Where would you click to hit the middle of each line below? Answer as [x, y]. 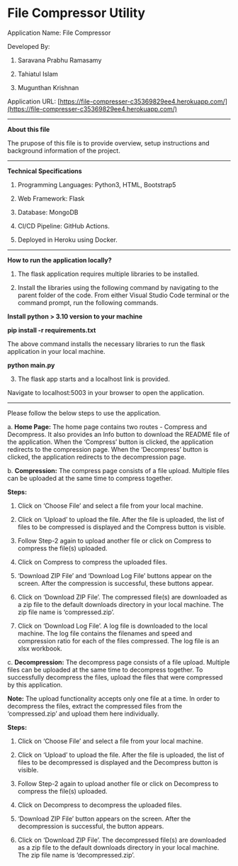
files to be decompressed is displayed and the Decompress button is [118, 762]
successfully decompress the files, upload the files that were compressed [115, 677]
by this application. [35, 684]
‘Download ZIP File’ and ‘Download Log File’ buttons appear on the [115, 575]
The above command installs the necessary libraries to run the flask [106, 344]
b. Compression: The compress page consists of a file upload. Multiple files [119, 470]
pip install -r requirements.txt [52, 330]
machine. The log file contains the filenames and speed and [105, 633]
